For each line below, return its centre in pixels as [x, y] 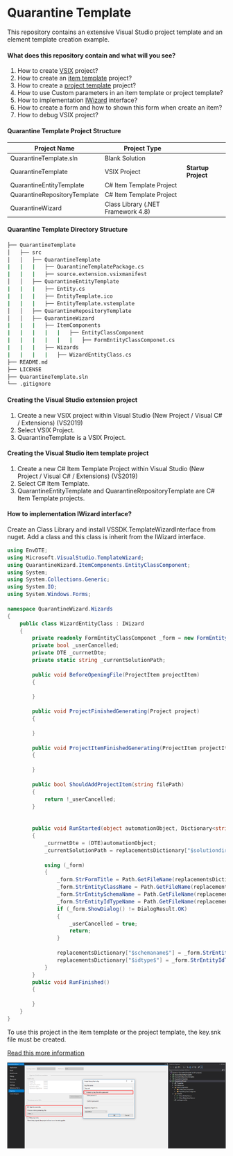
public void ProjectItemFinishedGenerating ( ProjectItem [114, 748]
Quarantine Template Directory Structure [68, 230]
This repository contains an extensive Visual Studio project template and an [115, 32]
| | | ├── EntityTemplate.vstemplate [71, 303]
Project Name [54, 148]
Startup [198, 168]
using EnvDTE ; [28, 550]
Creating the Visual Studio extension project [72, 400]
